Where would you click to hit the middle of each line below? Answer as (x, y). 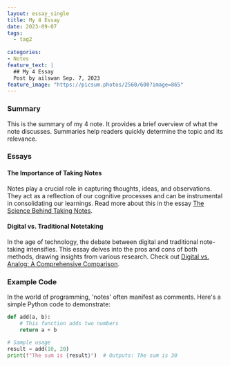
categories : (24, 53)
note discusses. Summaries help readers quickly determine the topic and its (115, 131)
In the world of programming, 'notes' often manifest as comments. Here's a (114, 297)
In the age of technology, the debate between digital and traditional (103, 242)
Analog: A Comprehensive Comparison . (63, 263)
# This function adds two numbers (69, 324)
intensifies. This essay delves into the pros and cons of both (112, 249)
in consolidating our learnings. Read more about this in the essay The (106, 203)
